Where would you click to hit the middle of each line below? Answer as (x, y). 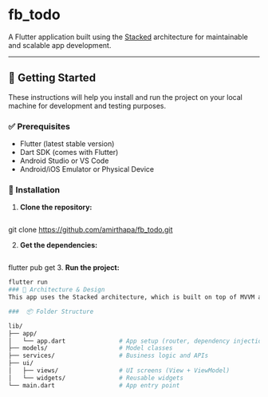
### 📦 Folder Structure (51, 312)
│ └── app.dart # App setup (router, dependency (119, 341)
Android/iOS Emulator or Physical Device (87, 169)
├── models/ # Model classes (91, 348)
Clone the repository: (56, 207)
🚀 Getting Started (52, 78)
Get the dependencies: (59, 245)
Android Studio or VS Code (64, 161)
